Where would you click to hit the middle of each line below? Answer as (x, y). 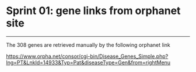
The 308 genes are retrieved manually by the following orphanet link (88, 44)
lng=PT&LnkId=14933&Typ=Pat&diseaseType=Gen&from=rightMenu (88, 62)
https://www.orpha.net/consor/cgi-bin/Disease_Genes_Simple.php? (87, 56)
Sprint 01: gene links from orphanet (93, 11)
